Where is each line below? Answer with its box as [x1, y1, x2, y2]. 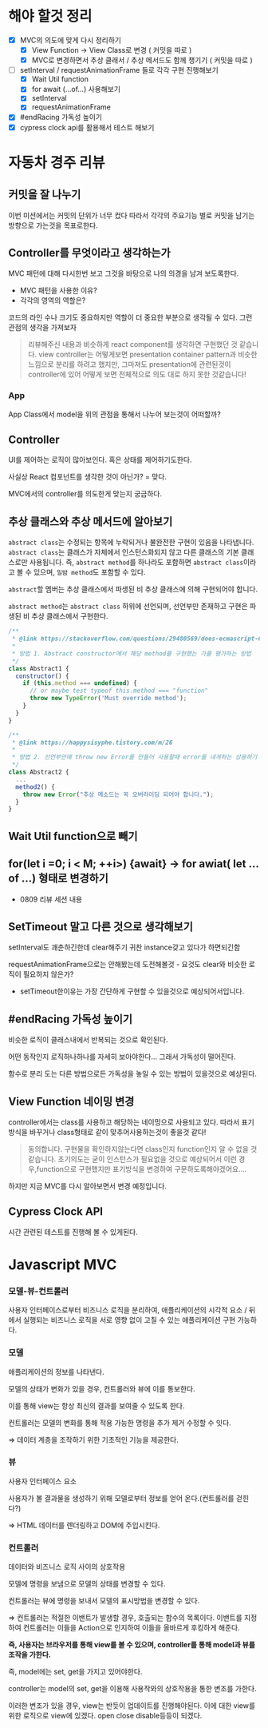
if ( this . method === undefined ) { [22, 679, 137, 687]
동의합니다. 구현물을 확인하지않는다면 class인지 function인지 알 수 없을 [27, 1144, 249, 1153]
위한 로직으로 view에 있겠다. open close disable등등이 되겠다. [8, 1711, 203, 1721]
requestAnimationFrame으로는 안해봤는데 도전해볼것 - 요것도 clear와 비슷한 [8, 960, 247, 970]
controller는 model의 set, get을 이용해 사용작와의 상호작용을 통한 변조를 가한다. [8, 1684, 257, 1694]
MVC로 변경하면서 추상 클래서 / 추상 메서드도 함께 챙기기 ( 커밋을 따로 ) [31, 55, 253, 65]
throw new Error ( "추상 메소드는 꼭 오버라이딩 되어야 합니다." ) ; [22, 790, 214, 798]
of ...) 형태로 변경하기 [8, 872, 109, 886]
